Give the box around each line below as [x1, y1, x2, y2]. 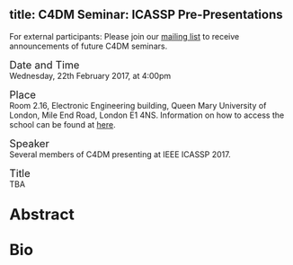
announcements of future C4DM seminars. [9, 40, 168, 51]
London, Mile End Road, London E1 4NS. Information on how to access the [9, 110, 285, 120]
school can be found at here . [9, 119, 116, 129]
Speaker [9, 137, 49, 150]
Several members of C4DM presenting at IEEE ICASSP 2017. [9, 148, 231, 160]
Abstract [9, 205, 75, 225]
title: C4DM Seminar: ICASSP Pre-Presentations [9, 7, 283, 22]
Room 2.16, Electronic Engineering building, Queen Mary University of [9, 100, 267, 110]
